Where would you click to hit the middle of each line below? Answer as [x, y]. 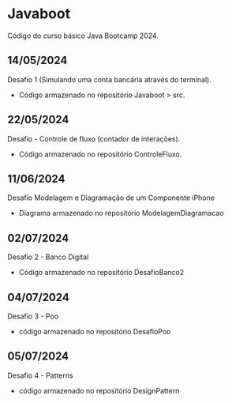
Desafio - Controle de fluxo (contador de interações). [94, 138]
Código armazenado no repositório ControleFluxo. [100, 154]
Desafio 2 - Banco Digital [48, 257]
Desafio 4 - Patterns [40, 375]
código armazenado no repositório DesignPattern [99, 390]
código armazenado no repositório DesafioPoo [95, 331]
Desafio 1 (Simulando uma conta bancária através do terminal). [110, 79]
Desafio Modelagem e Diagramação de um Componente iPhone [111, 198]
